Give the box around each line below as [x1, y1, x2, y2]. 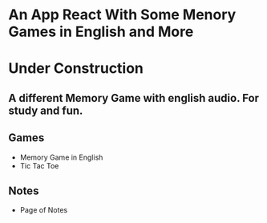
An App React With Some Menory [8, 6, 237, 24]
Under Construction [8, 59, 144, 78]
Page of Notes [19, 205, 68, 215]
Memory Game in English [19, 152, 103, 162]
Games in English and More [8, 22, 194, 41]
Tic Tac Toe [19, 160, 59, 170]
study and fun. [8, 103, 83, 117]
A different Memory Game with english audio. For [8, 91, 259, 105]
